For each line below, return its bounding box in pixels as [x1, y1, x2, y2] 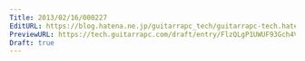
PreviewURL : [9, 30, 54, 39]
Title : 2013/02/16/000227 [9, 13, 107, 22]
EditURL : [9, 22, 43, 30]
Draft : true [9, 38, 54, 48]
